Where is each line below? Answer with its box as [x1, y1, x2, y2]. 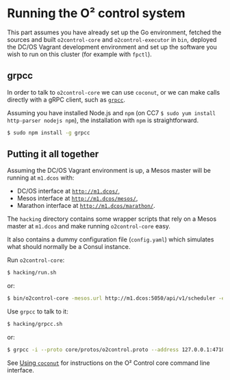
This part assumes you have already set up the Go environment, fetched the [7, 28, 222, 36]
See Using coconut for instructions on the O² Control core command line [7, 359, 210, 367]
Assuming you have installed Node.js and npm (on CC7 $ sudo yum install [7, 108, 216, 117]
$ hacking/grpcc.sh [7, 321, 63, 328]
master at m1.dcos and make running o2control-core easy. [7, 222, 171, 230]
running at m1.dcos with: [7, 174, 75, 182]
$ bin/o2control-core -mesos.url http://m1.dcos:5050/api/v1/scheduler [7, 295, 216, 302]
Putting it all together [7, 148, 99, 160]
